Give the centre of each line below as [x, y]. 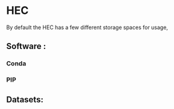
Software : [26, 46]
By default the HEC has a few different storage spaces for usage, [87, 27]
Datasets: [25, 100]
